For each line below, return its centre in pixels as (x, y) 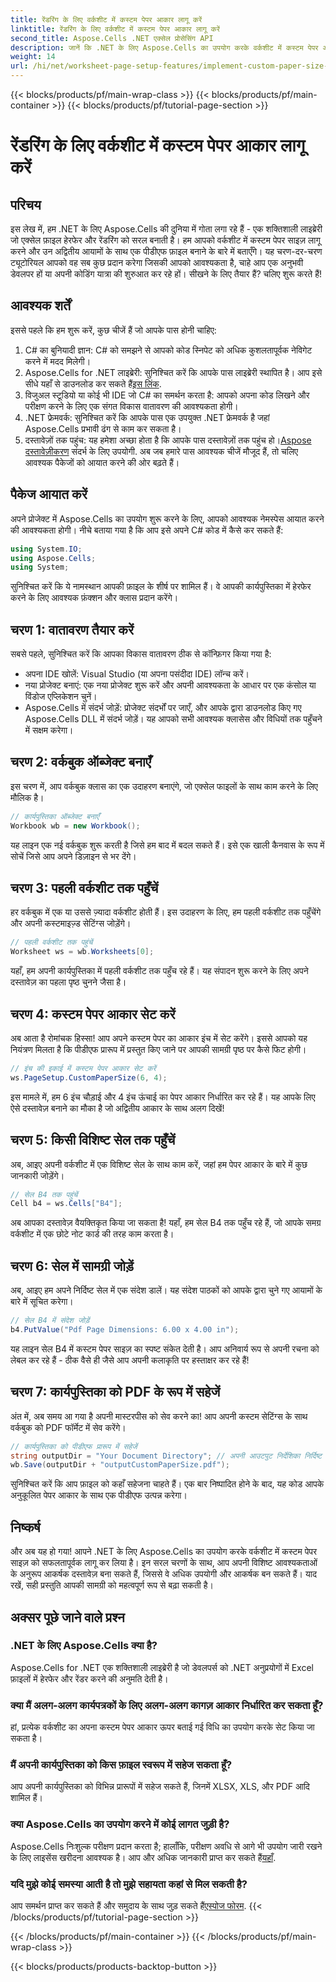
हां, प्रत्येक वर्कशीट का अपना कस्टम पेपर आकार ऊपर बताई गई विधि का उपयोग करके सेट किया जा (162, 1727)
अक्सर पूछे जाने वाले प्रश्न (67, 1617)
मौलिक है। (27, 797)
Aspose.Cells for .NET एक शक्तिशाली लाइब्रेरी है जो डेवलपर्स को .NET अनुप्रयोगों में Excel (162, 1667)
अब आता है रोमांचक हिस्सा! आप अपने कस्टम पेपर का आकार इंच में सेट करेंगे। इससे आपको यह (159, 1038)
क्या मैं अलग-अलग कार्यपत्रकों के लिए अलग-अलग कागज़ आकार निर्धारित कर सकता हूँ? (167, 1705)
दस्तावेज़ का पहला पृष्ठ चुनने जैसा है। (68, 982)
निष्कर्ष (25, 1527)
